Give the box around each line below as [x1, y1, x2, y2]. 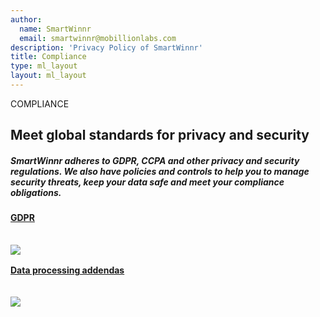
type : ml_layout [10, 61, 78, 71]
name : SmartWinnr [19, 24, 92, 34]
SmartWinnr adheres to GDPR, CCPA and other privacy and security [10, 154, 300, 166]
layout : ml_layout [10, 71, 87, 81]
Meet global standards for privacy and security [10, 127, 310, 144]
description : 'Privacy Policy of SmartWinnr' [10, 42, 203, 53]
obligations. [10, 186, 62, 198]
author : [10, 14, 43, 25]
